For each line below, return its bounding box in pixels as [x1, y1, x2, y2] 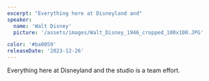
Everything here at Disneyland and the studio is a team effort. [7, 66, 180, 74]
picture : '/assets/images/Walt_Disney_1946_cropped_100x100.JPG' [13, 29, 204, 36]
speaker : [7, 16, 32, 23]
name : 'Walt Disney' [13, 22, 72, 29]
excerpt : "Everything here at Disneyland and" [7, 10, 143, 17]
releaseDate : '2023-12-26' [7, 48, 84, 54]
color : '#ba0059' [7, 42, 57, 48]
